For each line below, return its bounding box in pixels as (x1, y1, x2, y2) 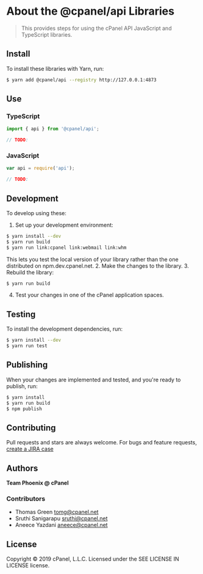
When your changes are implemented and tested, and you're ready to (6, 376, 181, 383)
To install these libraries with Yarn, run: (6, 65, 104, 72)
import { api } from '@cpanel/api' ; (6, 126, 99, 132)
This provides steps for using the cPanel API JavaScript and (21, 24, 172, 32)
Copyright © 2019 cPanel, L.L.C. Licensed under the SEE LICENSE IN (6, 555, 179, 563)
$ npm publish (6, 405, 43, 412)
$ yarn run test (6, 343, 48, 349)
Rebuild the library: (6, 268, 54, 276)
